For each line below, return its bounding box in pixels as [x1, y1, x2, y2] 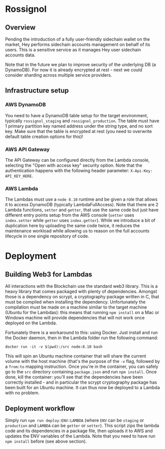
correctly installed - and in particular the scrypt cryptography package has [5, 379, 157, 385]
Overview [5, 23, 36, 32]
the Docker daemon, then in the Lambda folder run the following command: [5, 335, 159, 341]
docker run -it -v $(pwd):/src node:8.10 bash [5, 345, 103, 350]
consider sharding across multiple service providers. [5, 72, 112, 78]
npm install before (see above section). [5, 439, 87, 445]
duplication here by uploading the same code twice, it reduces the [5, 223, 140, 228]
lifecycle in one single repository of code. [5, 233, 89, 239]
